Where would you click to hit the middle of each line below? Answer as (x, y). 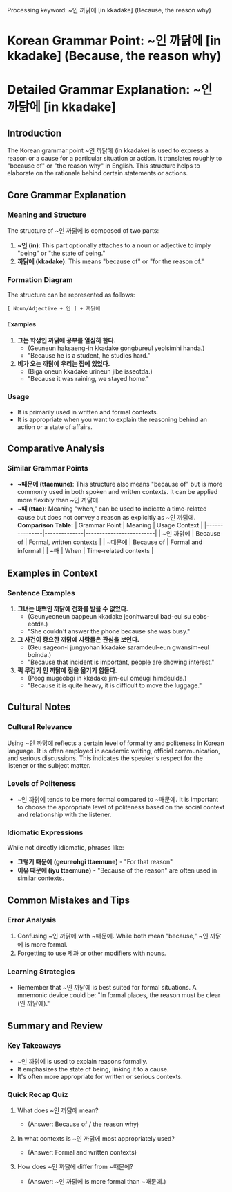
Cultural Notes (39, 707)
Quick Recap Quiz (38, 1094)
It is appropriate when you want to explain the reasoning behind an (112, 419)
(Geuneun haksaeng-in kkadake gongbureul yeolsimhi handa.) (116, 348)
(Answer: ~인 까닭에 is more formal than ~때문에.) (97, 1182)
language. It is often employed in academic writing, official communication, (114, 751)
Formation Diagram (40, 279)
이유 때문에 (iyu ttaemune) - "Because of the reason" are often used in (117, 870)
